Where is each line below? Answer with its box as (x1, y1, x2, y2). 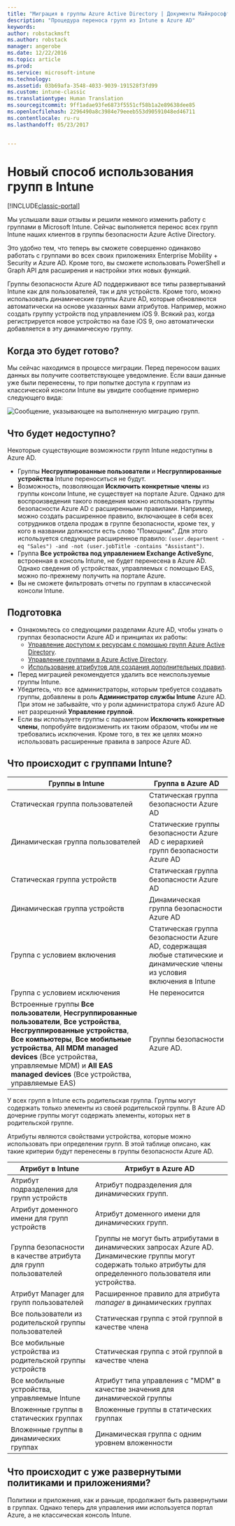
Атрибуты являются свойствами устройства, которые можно (7, 1132, 191, 1141)
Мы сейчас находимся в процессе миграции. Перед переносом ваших (7, 364, 220, 372)
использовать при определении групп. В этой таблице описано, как (7, 1139, 211, 1148)
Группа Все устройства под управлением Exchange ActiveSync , (17, 549, 214, 558)
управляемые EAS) (10, 1078, 76, 1088)
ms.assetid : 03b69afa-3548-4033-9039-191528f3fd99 (7, 82, 158, 89)
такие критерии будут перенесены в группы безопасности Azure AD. (7, 1147, 214, 1155)
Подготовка (7, 606, 62, 618)
